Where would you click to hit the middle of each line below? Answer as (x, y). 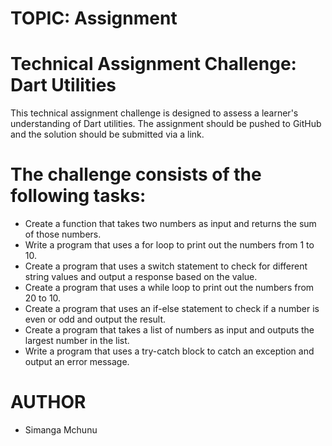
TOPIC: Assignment (94, 18)
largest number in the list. (77, 341)
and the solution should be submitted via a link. (107, 134)
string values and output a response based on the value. (141, 277)
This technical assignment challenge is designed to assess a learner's (154, 113)
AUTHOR (48, 402)
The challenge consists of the (136, 174)
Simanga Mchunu (61, 430)
